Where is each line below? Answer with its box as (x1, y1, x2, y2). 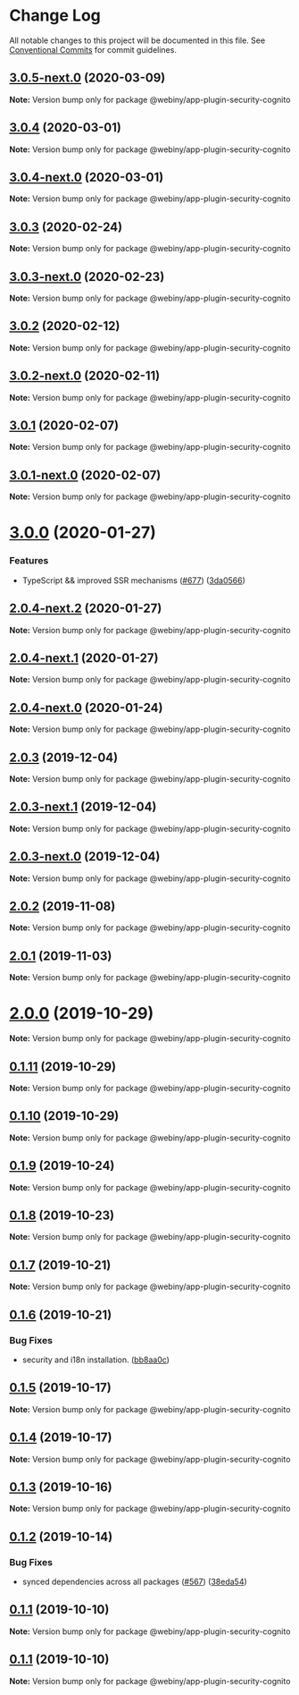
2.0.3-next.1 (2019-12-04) (9, 800, 157, 815)
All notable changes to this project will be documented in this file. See (9, 35, 266, 46)
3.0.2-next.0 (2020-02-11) (9, 369, 161, 384)
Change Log (9, 5, 101, 26)
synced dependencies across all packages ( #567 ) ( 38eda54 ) (21, 1576, 247, 1588)
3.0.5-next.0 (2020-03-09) (9, 71, 166, 86)
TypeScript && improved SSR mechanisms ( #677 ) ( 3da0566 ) (21, 574, 245, 586)
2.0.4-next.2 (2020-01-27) (9, 601, 162, 616)
